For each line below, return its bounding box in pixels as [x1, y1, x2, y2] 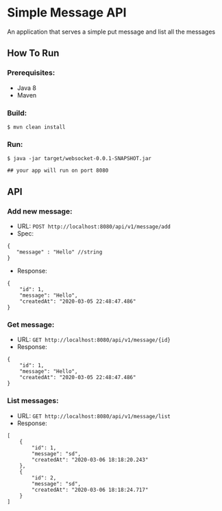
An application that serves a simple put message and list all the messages [7, 27, 216, 36]
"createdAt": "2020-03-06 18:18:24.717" [32, 486, 149, 493]
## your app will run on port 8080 [7, 167, 109, 174]
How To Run [7, 47, 60, 59]
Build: [7, 108, 27, 117]
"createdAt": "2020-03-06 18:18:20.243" [32, 456, 149, 463]
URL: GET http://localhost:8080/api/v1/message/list [16, 411, 171, 420]
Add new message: [7, 206, 73, 216]
